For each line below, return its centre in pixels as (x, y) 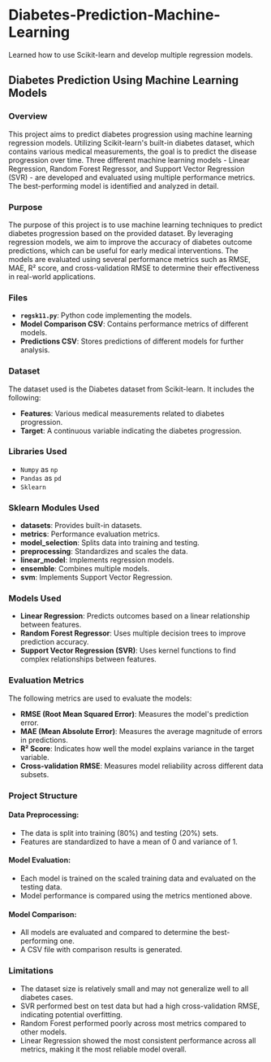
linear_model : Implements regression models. (97, 560)
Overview (28, 116)
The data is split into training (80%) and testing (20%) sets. (119, 833)
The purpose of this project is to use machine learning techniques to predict (135, 225)
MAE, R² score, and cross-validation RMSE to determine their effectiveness (134, 268)
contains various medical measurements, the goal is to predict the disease (133, 151)
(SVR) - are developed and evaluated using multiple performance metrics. (132, 177)
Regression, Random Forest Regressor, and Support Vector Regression (127, 168)
